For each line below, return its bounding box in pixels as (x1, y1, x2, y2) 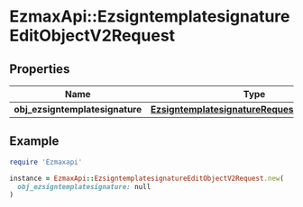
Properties (9, 61, 70, 76)
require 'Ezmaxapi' (9, 157, 83, 166)
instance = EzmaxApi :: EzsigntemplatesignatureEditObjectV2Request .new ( (9, 174, 284, 183)
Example (9, 133, 60, 149)
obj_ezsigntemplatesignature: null (17, 182, 151, 191)
